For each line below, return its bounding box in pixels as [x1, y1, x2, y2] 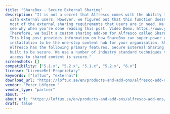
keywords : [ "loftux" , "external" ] [5, 73, 78, 78]
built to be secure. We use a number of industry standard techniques [10, 49, 162, 54]
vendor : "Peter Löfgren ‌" [5, 82, 60, 87]
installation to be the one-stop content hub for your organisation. [10, 40, 159, 45]
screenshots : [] [5, 59, 39, 64]
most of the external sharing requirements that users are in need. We [10, 21, 164, 27]
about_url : [5, 96, 28, 101]
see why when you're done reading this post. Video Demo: [10, 26, 135, 31]
